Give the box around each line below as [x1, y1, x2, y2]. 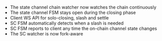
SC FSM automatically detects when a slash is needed [10, 20, 124, 26]
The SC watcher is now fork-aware [10, 31, 83, 36]
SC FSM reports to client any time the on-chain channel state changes [10, 25, 157, 31]
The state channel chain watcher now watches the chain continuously [10, 4, 156, 10]
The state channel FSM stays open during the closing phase [10, 9, 136, 15]
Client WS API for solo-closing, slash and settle [10, 15, 109, 20]
